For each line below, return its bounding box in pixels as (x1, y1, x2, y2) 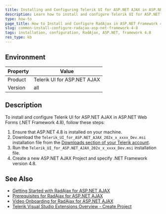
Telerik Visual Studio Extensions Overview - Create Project (12, 204, 132, 210)
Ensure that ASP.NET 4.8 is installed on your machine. (12, 129, 123, 135)
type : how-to (5, 16, 32, 21)
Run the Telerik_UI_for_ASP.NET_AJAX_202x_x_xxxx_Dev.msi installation (12, 144, 157, 151)
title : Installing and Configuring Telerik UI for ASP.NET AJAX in (5, 7, 147, 12)
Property (7, 68, 29, 75)
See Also (5, 174, 33, 183)
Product (7, 76, 26, 83)
